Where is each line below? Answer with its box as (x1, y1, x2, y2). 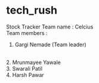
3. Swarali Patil (6, 65, 43, 72)
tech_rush (6, 4, 58, 17)
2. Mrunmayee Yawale (6, 59, 61, 66)
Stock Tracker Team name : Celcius (6, 23, 94, 30)
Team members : (6, 29, 48, 36)
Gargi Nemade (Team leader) (14, 41, 86, 48)
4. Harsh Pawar (6, 71, 45, 78)
